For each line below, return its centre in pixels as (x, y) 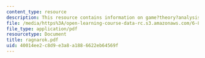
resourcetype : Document (37, 34)
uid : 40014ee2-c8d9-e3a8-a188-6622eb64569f (63, 46)
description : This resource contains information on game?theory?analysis (103, 18)
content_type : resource (37, 12)
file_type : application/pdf (42, 29)
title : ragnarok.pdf (33, 40)
